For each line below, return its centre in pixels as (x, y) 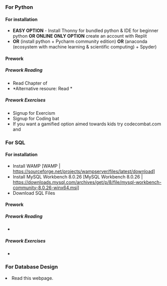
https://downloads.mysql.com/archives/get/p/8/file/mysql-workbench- (87, 182)
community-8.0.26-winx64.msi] (46, 188)
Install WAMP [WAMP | (36, 166)
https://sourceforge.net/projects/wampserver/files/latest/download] (84, 171)
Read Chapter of (30, 83)
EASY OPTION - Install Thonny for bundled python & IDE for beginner (86, 31)
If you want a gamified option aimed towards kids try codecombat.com (87, 124)
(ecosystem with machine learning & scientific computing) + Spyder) (85, 47)
